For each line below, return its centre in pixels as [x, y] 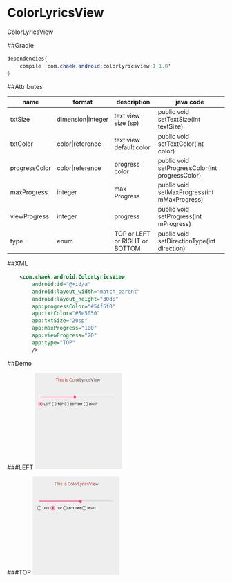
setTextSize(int [179, 120]
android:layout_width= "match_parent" [86, 292]
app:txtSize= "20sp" [60, 321]
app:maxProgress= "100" [65, 328]
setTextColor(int [181, 144]
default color [132, 147]
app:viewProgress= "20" [65, 336]
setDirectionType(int [187, 241]
